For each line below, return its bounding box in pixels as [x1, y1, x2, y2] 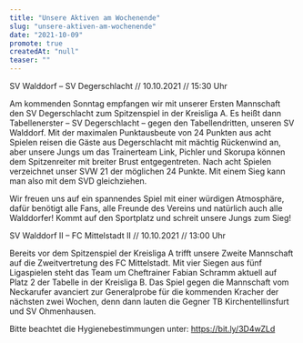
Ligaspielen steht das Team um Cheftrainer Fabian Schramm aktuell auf [9, 267, 278, 277]
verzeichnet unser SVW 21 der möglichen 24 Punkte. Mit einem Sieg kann [9, 166, 286, 177]
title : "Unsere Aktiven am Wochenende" [9, 13, 161, 23]
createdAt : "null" [9, 47, 79, 56]
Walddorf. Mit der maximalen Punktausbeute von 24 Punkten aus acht [9, 127, 271, 137]
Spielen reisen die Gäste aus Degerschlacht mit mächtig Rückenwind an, [9, 137, 281, 147]
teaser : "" [9, 55, 51, 65]
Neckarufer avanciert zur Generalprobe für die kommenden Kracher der [9, 287, 279, 297]
